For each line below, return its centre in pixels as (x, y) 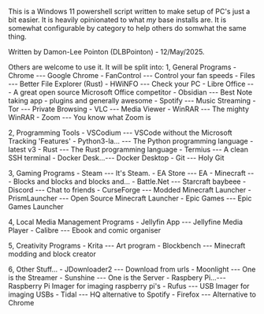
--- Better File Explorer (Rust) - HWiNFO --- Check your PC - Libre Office (127, 84)
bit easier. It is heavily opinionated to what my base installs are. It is (117, 20)
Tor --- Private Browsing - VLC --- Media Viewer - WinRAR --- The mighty (129, 109)
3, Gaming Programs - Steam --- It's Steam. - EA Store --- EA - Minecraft (127, 173)
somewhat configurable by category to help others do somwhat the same (127, 28)
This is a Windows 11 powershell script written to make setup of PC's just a (129, 11)
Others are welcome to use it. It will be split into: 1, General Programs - (123, 67)
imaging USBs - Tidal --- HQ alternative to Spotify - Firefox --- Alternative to (132, 294)
